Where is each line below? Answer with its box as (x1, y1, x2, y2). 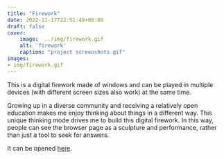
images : (7, 55, 30, 62)
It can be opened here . (7, 144, 73, 152)
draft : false (7, 23, 45, 30)
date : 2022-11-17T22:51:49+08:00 (7, 17, 104, 24)
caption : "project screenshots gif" (19, 49, 126, 56)
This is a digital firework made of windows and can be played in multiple (7, 80, 214, 88)
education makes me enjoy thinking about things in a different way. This (7, 109, 213, 117)
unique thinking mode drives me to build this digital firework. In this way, (7, 115, 214, 124)
